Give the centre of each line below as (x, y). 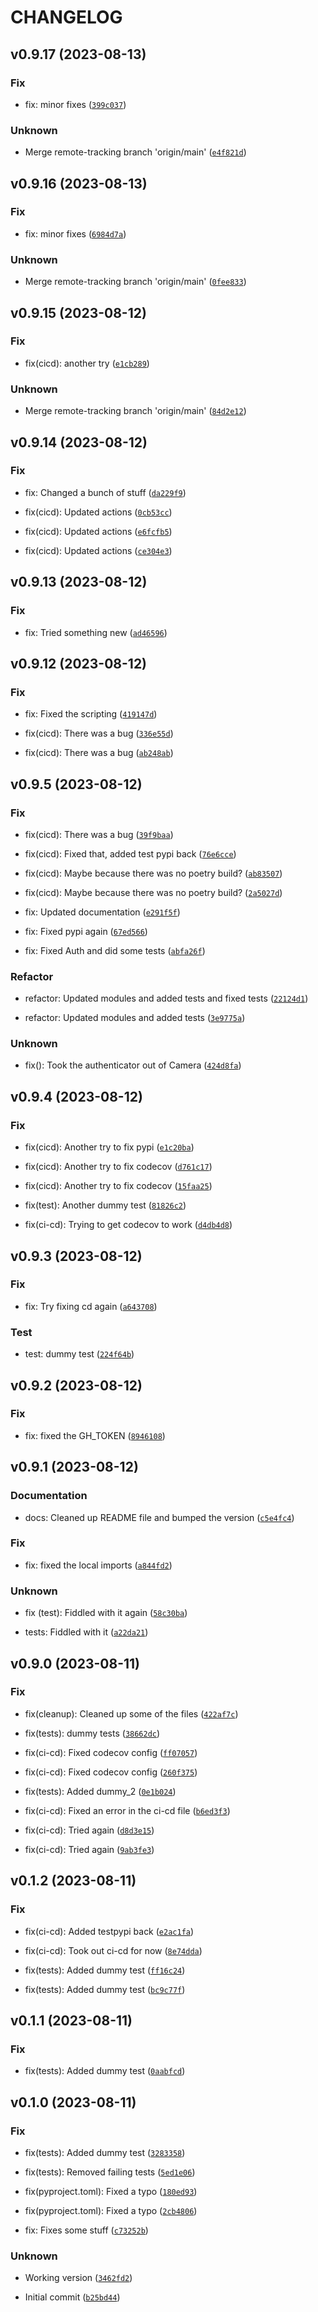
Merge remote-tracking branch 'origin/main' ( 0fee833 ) (135, 282)
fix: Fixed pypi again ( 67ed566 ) (86, 931)
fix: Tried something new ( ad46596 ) (96, 632)
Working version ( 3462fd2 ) (78, 2278)
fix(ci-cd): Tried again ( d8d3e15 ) (89, 1830)
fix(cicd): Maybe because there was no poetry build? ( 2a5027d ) (153, 892)
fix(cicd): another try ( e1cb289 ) (87, 363)
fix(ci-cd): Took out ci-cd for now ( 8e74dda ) (113, 1950)
